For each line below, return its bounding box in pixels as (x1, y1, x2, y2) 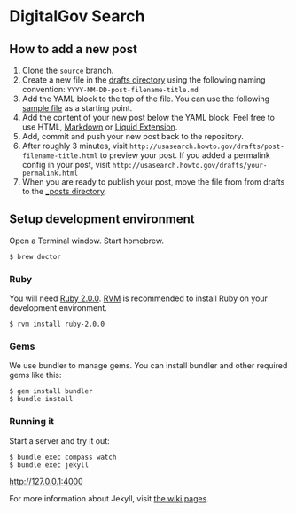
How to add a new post (9, 42, 137, 57)
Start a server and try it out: (9, 435, 111, 446)
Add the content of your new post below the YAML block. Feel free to (21, 113, 275, 122)
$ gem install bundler (9, 387, 93, 396)
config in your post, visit (21, 160, 111, 170)
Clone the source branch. (21, 65, 114, 75)
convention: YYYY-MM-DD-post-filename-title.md (21, 84, 199, 94)
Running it (9, 415, 55, 428)
